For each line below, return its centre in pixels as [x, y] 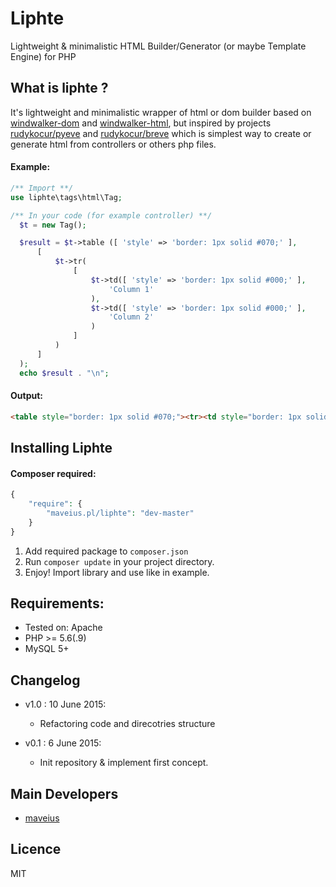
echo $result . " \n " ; [64, 373]
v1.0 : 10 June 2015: [65, 704]
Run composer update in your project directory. [119, 561]
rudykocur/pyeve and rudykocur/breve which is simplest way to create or [161, 133]
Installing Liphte [61, 448]
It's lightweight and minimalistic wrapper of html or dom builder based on [161, 112]
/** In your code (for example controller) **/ [111, 215]
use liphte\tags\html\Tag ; [66, 197]
